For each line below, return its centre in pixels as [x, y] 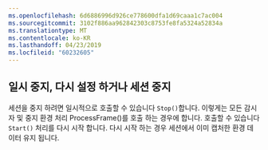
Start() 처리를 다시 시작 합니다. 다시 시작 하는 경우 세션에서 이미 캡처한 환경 [127, 128]
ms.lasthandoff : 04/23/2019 [55, 45]
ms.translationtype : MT [48, 30]
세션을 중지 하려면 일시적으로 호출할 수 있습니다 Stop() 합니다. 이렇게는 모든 [125, 108]
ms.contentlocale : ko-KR [49, 38]
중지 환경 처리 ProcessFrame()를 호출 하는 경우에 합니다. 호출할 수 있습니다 [142, 117]
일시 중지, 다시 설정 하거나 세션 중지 [90, 87]
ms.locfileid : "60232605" [51, 53]
